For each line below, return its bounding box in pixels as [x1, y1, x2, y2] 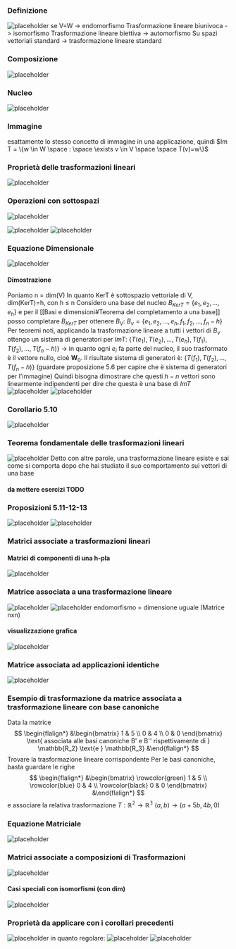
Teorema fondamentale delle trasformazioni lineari [7, 438, 185, 447]
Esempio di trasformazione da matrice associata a [7, 693, 182, 703]
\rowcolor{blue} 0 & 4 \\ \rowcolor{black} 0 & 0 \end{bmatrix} [29, 781, 208, 790]
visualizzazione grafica [7, 626, 77, 635]
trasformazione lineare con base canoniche [7, 702, 160, 712]
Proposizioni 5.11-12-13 [7, 502, 88, 512]
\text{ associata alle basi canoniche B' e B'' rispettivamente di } [26, 737, 211, 745]
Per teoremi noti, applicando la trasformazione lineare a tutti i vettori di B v [7, 326, 221, 336]
